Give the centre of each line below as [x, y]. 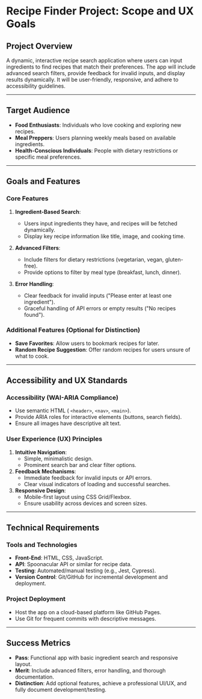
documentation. [34, 677]
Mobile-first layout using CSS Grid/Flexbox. [78, 496]
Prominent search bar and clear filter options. [80, 465]
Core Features [27, 198]
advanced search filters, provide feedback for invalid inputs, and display [96, 73]
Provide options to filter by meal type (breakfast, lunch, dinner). [103, 272]
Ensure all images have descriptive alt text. [68, 423]
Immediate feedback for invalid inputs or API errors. [88, 478]
